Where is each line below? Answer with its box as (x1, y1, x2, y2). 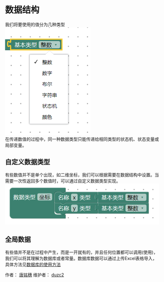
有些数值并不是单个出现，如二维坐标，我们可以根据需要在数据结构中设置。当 (5, 172, 159, 178)
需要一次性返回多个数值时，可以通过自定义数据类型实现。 (5, 178, 121, 183)
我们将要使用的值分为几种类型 (5, 21, 65, 27)
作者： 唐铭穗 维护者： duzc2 (5, 272, 64, 278)
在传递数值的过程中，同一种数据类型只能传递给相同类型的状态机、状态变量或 (5, 136, 159, 142)
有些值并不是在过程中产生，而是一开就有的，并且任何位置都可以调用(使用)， (5, 249, 158, 255)
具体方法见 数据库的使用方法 (5, 262, 61, 267)
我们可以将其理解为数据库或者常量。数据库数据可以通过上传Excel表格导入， (5, 255, 157, 261)
